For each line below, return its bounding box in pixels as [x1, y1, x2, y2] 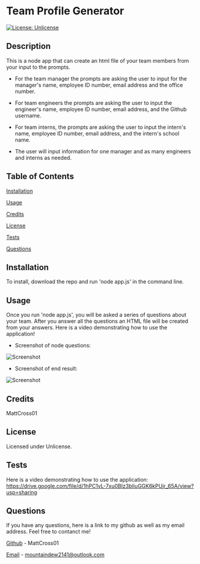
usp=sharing [6, 488, 38, 496]
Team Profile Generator [6, 4, 124, 18]
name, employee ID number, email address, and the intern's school [14, 130, 180, 137]
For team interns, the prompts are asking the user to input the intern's [14, 124, 186, 131]
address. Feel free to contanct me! [6, 528, 91, 535]
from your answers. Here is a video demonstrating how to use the [6, 324, 168, 331]
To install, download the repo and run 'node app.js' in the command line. [6, 278, 184, 285]
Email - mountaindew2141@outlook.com [6, 551, 104, 559]
